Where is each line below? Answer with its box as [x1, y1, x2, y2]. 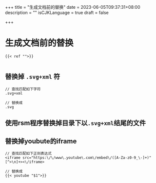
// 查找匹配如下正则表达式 [5, 151, 52, 156]
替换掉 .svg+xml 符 [5, 72, 60, 81]
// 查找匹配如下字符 [5, 86, 41, 91]
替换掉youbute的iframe [5, 137, 77, 145]
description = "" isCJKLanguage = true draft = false [5, 10, 109, 16]
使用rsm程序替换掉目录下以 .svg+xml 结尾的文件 [5, 119, 146, 127]
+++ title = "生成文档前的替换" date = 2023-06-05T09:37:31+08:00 [5, 4, 140, 10]
